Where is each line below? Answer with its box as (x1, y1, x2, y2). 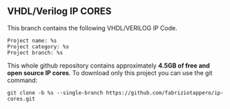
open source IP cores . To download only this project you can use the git (7, 68, 213, 77)
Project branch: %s (7, 49, 64, 56)
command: (7, 76, 38, 84)
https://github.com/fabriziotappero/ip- (106, 89, 224, 96)
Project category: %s (7, 43, 70, 50)
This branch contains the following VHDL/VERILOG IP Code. (7, 23, 178, 32)
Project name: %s (7, 37, 57, 44)
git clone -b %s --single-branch (7, 89, 104, 96)
